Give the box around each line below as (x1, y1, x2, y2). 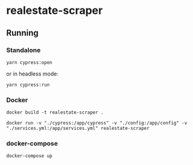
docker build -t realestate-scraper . (6, 109, 104, 115)
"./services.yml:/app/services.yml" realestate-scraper (6, 125, 150, 132)
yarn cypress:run (6, 82, 50, 88)
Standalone (6, 46, 41, 54)
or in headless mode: (6, 70, 59, 77)
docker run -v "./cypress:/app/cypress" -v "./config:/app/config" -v (6, 120, 188, 126)
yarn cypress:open (6, 59, 52, 65)
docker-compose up (6, 153, 52, 159)
